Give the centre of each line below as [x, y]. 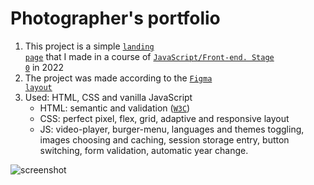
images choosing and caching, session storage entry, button [164, 139]
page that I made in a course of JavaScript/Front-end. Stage [149, 56]
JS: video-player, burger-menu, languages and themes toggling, [172, 129]
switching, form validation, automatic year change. [144, 150]
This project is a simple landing [89, 46]
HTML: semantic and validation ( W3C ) [115, 108]
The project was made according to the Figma [118, 78]
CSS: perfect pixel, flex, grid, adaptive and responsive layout [164, 118]
